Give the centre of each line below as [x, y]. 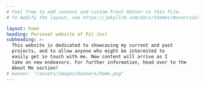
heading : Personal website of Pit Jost [57, 34]
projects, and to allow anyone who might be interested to [88, 51]
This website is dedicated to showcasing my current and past [92, 45]
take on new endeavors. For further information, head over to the [99, 62]
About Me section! [35, 68]
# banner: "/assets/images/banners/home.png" [65, 73]
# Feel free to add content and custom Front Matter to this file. [94, 12]
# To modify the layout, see [43, 18]
